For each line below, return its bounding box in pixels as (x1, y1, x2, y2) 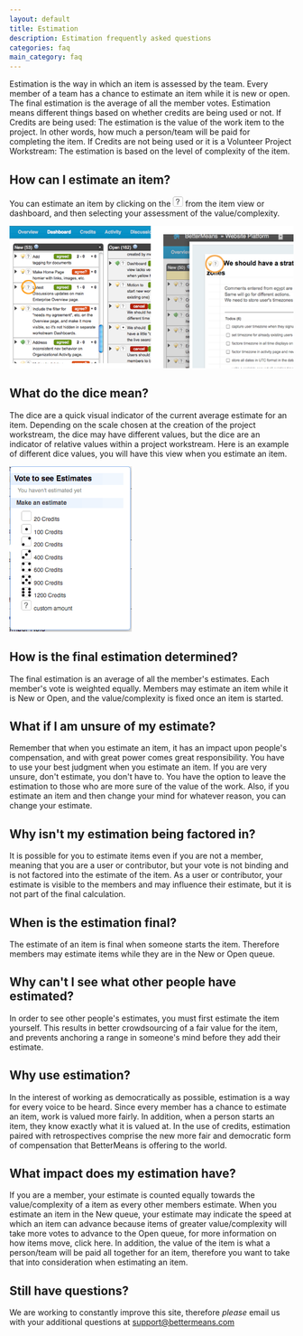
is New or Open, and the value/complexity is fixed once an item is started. (9, 692, 284, 704)
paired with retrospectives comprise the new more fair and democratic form (9, 1130, 291, 1141)
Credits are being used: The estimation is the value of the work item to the (9, 117, 285, 128)
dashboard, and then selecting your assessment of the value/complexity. (9, 208, 280, 219)
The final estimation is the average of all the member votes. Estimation (9, 98, 271, 108)
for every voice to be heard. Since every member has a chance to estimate (9, 1101, 287, 1112)
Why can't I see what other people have (9, 975, 237, 990)
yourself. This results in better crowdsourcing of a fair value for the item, (9, 1022, 278, 1033)
